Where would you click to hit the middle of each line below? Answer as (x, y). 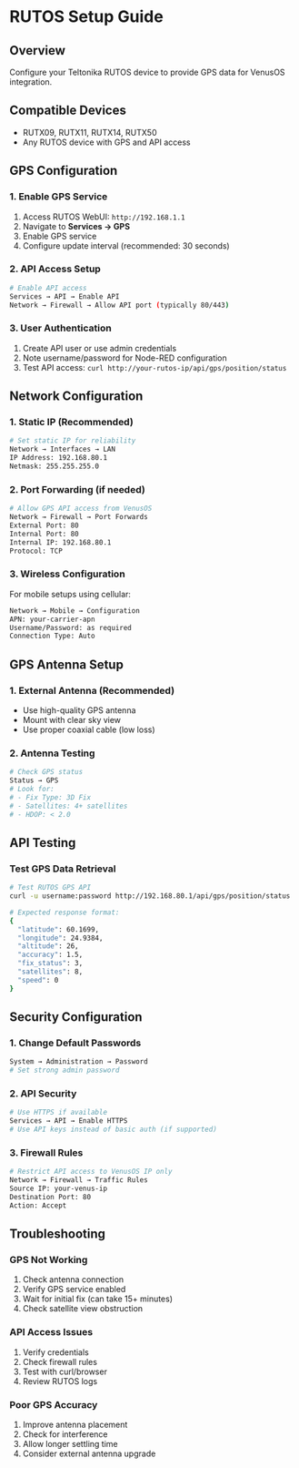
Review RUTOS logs (60, 1381)
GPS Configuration (64, 171)
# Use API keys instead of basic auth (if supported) (114, 1130)
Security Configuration (76, 1017)
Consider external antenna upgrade (89, 1453)
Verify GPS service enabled (74, 1290)
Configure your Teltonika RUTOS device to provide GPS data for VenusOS (147, 72)
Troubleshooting (58, 1234)
